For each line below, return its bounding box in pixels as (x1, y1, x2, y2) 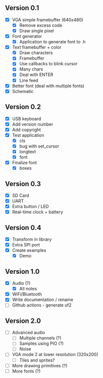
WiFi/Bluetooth (12, 291, 42, 297)
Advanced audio (12, 330, 45, 336)
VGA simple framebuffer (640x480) (12, 17, 84, 22)
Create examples (12, 247, 46, 253)
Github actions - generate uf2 (12, 302, 72, 308)
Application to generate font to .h (19, 39, 86, 45)
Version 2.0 (5, 317, 41, 325)
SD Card (12, 192, 29, 198)
